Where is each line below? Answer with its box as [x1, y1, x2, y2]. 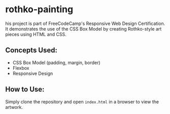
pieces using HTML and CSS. [5, 31, 67, 37]
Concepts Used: [5, 46, 57, 54]
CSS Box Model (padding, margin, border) [12, 60, 100, 66]
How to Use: [5, 85, 45, 94]
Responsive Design [12, 70, 53, 76]
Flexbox [12, 65, 29, 71]
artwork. [5, 104, 23, 110]
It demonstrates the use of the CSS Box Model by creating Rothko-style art [5, 25, 162, 32]
